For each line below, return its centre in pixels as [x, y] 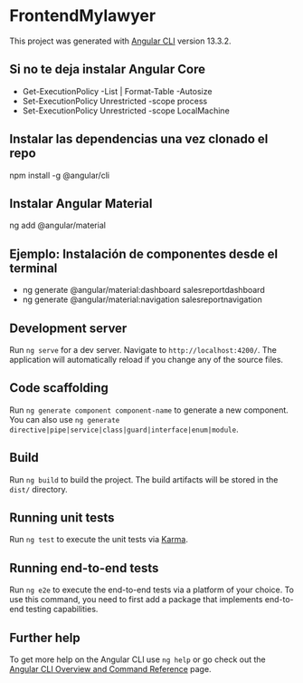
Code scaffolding [59, 388]
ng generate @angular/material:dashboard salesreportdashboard [143, 290]
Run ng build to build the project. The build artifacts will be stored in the [144, 479]
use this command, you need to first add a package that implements [136, 600]
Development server [68, 328]
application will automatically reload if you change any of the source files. [146, 360]
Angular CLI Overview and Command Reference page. [110, 669]
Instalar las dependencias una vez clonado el [139, 139]
